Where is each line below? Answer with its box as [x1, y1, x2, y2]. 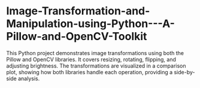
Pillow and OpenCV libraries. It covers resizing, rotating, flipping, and [6, 56, 177, 63]
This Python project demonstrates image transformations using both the [6, 49, 184, 56]
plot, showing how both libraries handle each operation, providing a [6, 68, 173, 75]
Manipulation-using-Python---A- [6, 17, 175, 31]
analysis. [17, 75, 40, 82]
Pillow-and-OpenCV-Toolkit [6, 30, 147, 43]
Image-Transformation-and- [6, 4, 150, 18]
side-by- [173, 68, 195, 75]
